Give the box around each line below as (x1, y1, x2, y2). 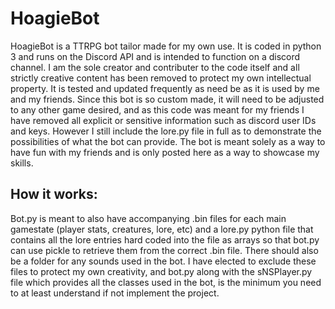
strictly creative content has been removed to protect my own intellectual (10, 72, 312, 84)
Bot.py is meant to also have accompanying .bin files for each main (10, 212, 287, 224)
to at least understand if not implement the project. (10, 287, 220, 299)
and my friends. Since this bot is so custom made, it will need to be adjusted (10, 93, 325, 105)
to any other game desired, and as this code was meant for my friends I (10, 103, 305, 116)
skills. (10, 157, 34, 169)
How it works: (10, 186, 98, 203)
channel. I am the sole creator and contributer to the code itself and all (10, 61, 300, 73)
